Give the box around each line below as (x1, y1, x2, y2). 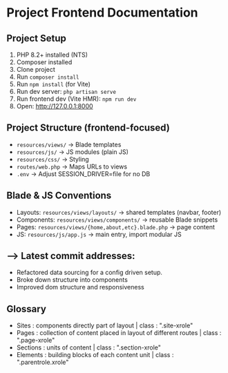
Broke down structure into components (16, 276, 129, 284)
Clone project (16, 66, 56, 73)
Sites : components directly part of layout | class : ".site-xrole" (16, 321, 193, 329)
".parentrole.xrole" (16, 358, 69, 367)
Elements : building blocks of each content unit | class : (16, 351, 174, 359)
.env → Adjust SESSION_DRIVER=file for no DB (16, 169, 151, 178)
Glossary (6, 303, 46, 315)
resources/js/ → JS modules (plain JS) (16, 147, 129, 156)
